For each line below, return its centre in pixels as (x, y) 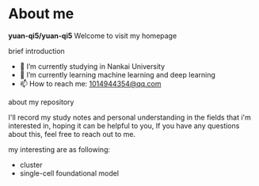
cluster (31, 165)
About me (41, 14)
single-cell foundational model (69, 173)
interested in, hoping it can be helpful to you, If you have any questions (124, 125)
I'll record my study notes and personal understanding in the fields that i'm (130, 117)
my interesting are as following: (59, 149)
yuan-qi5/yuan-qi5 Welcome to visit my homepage (93, 36)
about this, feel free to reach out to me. (72, 134)
